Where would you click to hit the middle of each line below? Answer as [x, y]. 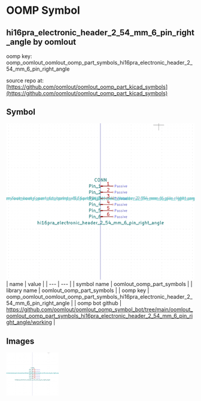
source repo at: [25, 80]
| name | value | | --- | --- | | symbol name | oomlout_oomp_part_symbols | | [99, 284]
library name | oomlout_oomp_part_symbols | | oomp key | [78, 290]
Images [20, 341]
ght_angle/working [29, 322]
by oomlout [54, 42]
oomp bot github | [99, 303]
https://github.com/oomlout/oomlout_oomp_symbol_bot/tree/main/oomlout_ [100, 309]
